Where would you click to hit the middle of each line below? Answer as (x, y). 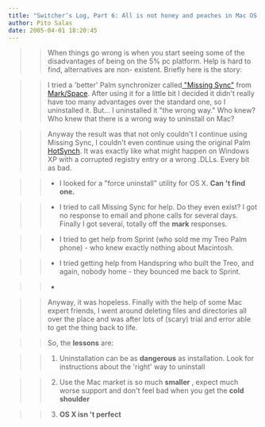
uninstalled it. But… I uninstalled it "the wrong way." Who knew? (152, 110)
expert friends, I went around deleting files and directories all (147, 311)
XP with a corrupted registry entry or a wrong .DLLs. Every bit (148, 160)
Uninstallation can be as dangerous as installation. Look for (156, 359)
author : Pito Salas (40, 23)
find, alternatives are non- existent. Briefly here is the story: (145, 70)
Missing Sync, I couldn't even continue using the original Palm (149, 143)
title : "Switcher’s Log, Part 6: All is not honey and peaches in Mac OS (133, 15)
